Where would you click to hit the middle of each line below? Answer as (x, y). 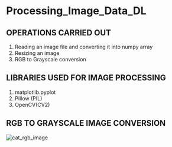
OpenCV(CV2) (32, 104)
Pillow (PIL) (28, 98)
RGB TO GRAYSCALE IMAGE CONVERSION (86, 123)
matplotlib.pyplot (35, 92)
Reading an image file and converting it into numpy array (84, 47)
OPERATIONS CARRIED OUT (59, 33)
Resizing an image (37, 53)
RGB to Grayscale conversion (51, 59)
